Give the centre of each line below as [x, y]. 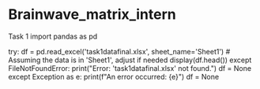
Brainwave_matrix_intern [92, 15]
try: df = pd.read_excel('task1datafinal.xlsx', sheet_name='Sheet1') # [119, 51]
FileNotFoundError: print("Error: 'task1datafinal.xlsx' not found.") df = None [130, 68]
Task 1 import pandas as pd [53, 36]
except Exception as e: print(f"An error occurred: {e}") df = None [114, 76]
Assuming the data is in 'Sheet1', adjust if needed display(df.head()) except [130, 60]
